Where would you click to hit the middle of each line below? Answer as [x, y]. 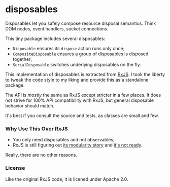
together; [22, 59]
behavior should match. [30, 105]
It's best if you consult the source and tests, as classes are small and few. [82, 116]
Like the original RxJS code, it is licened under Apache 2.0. [67, 179]
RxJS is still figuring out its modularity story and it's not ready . [77, 145]
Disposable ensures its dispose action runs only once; [69, 48]
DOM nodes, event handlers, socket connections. [57, 28]
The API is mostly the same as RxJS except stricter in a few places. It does [83, 95]
